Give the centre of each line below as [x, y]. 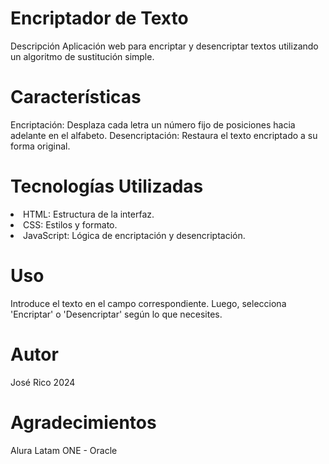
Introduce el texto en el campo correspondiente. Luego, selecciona [148, 303]
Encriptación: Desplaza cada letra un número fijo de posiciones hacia [153, 124]
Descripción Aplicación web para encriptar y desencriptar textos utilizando [164, 46]
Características [76, 97]
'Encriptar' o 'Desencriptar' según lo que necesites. [116, 314]
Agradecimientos [83, 422]
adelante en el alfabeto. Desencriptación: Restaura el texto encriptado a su [164, 135]
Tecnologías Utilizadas [107, 186]
